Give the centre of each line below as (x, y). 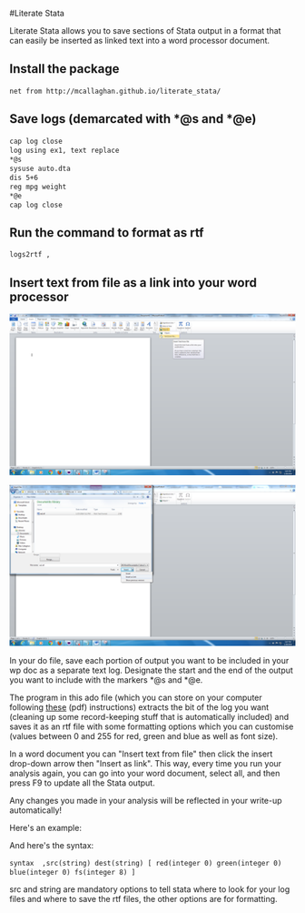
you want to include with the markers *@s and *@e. (106, 680)
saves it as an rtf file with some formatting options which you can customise (152, 726)
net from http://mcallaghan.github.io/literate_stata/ (115, 91)
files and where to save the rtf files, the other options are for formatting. (144, 899)
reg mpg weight (38, 187)
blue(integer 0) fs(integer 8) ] (73, 873)
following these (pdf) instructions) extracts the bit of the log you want (139, 707)
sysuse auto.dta (40, 168)
